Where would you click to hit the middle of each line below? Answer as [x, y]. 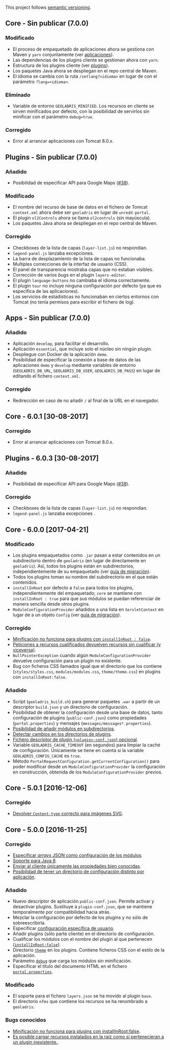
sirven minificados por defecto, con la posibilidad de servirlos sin [81, 111]
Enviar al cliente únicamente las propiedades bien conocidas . [77, 866]
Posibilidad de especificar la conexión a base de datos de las [77, 360]
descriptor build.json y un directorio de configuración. [70, 707]
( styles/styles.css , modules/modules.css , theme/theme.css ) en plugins [87, 672]
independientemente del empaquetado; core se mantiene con [77, 593]
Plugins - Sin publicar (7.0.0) [51, 157]
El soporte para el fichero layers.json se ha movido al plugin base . [82, 996]
